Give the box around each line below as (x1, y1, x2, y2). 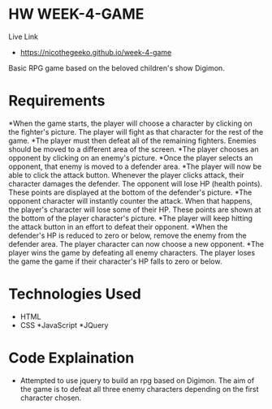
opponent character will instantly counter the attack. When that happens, (8, 196, 253, 205)
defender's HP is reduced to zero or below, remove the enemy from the (8, 230, 247, 240)
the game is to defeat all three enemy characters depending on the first (19, 384, 259, 394)
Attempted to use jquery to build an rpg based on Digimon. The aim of (19, 375, 255, 385)
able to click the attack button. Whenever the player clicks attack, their (8, 170, 245, 179)
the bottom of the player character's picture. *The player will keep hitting (8, 213, 253, 223)
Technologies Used (8, 285, 142, 304)
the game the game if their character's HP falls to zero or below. (8, 256, 222, 266)
